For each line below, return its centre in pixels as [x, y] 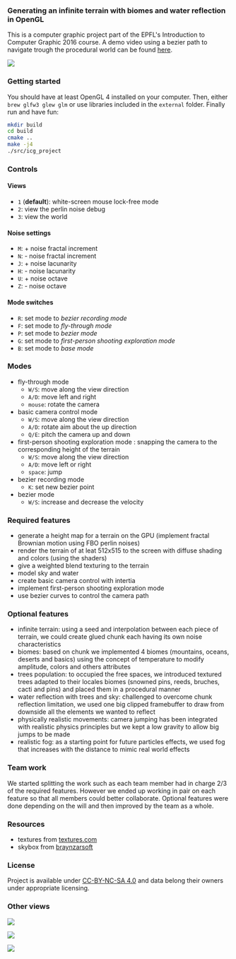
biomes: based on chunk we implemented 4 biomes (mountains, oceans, [123, 652]
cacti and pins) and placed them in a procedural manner [99, 689]
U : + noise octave [43, 278]
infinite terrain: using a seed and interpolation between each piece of [118, 629]
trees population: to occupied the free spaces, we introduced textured [120, 674]
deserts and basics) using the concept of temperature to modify [111, 659]
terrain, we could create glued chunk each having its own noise [110, 637]
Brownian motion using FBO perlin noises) [78, 543]
